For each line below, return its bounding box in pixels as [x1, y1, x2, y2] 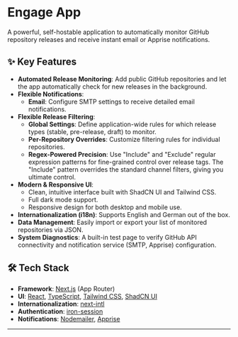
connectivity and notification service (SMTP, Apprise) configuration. [17, 241, 217, 249]
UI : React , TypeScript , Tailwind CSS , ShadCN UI [17, 292, 158, 300]
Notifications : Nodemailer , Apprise [17, 314, 120, 323]
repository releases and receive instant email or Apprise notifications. [7, 35, 210, 43]
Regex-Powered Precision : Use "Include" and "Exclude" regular [28, 150, 216, 158]
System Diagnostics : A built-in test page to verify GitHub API [17, 233, 197, 241]
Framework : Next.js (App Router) [17, 284, 115, 293]
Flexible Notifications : [17, 89, 84, 98]
